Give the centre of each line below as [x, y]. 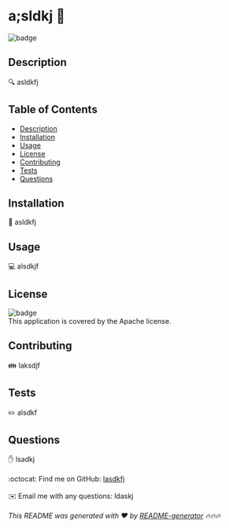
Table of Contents [53, 110]
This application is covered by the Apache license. [90, 321]
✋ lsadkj [22, 460]
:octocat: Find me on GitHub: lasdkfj [66, 479]
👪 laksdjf [24, 365]
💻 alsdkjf [24, 266]
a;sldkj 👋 [37, 16]
